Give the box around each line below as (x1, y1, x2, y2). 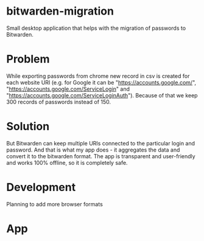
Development (6, 181, 76, 194)
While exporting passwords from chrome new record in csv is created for (6, 72, 190, 80)
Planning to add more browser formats (6, 200, 104, 208)
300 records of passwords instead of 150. (6, 98, 111, 105)
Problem (6, 52, 50, 66)
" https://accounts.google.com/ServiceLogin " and (6, 85, 130, 93)
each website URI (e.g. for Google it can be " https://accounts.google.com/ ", (6, 79, 197, 86)
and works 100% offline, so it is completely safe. (6, 159, 128, 166)
